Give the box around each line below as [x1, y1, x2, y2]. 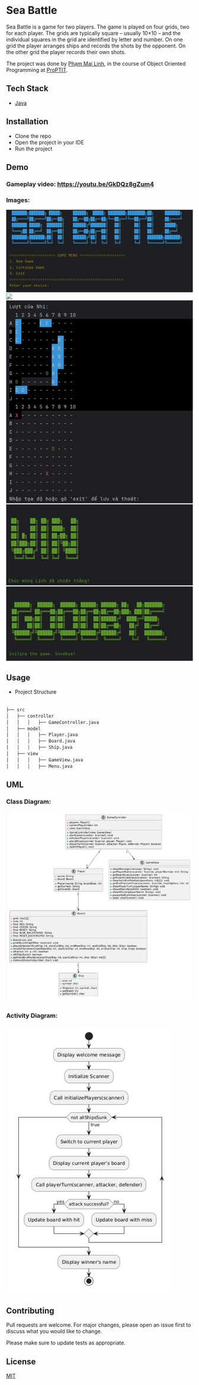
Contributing [6, 1305, 54, 1315]
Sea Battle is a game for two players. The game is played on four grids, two [6, 23, 190, 30]
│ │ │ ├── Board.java [6, 738, 76, 744]
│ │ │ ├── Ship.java [6, 744, 73, 751]
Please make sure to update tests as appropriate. [6, 1339, 126, 1346]
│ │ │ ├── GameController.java [6, 719, 99, 725]
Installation [6, 117, 49, 127]
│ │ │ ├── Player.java [6, 732, 78, 738]
